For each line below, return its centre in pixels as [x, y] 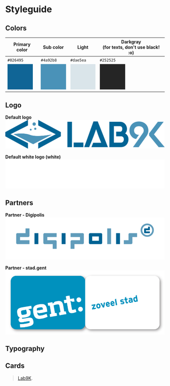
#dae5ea [78, 60]
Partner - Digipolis [25, 215]
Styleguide [29, 9]
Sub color [53, 47]
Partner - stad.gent [26, 268]
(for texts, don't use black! [131, 47]
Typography [25, 349]
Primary [22, 44]
